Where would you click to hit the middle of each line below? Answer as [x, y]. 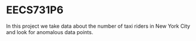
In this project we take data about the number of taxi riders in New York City [98, 26]
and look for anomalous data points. [50, 32]
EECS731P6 [35, 10]
